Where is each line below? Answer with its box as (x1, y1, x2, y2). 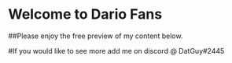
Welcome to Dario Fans (8, 5, 163, 23)
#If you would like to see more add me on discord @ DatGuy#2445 (8, 46, 225, 55)
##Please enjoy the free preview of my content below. (8, 31, 183, 40)
